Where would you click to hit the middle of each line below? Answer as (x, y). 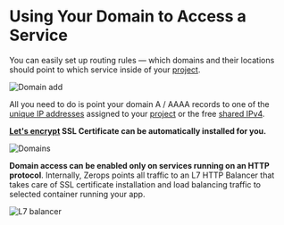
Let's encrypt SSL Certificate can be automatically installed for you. (138, 130)
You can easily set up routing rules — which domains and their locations (142, 60)
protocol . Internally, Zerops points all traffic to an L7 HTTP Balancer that (142, 175)
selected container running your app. (77, 194)
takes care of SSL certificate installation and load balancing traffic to (135, 184)
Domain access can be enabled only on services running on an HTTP (139, 165)
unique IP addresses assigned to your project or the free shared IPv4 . (137, 113)
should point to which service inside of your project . (105, 70)
